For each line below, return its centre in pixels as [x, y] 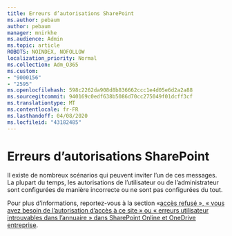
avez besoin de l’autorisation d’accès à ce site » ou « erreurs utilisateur [108, 211]
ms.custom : [23, 71]
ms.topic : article [33, 45]
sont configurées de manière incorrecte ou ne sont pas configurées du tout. [115, 190]
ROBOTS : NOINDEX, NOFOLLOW [46, 52]
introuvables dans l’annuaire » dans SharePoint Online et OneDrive [101, 218]
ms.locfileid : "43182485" [44, 122]
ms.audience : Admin [35, 39]
